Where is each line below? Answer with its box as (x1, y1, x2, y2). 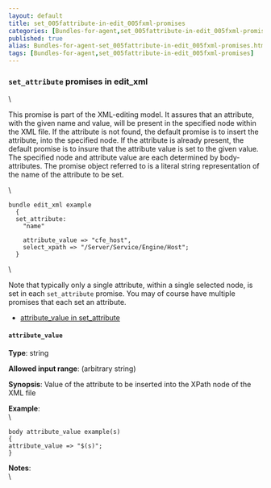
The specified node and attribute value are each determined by (8, 152, 219, 162)
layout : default (8, 11, 63, 20)
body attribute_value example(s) (8, 428, 121, 436)
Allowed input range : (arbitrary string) (8, 364, 136, 373)
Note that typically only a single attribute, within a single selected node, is (8, 280, 253, 290)
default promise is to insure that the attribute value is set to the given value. (8, 144, 259, 154)
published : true (8, 34, 63, 43)
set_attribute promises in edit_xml (8, 76, 148, 87)
